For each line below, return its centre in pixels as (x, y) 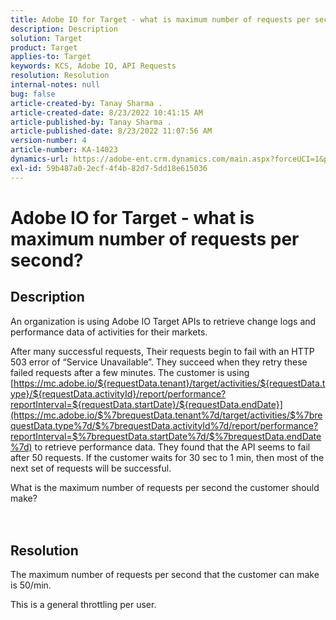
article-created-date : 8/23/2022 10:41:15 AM (106, 112)
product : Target (44, 47)
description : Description (64, 29)
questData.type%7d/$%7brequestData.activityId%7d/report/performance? (164, 425)
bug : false (33, 94)
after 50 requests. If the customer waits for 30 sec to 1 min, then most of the (167, 457)
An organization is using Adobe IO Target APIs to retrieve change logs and (163, 321)
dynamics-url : (40, 159)
